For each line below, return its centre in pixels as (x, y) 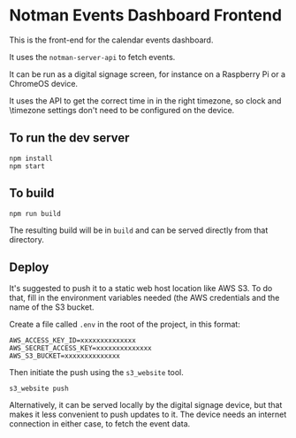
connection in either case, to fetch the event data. (100, 424)
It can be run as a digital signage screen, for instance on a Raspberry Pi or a (147, 74)
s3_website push (39, 389)
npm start (27, 166)
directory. (27, 239)
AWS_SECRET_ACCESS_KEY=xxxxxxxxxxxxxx (80, 349)
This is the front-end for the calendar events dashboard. (111, 40)
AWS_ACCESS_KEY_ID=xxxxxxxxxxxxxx (73, 341)
